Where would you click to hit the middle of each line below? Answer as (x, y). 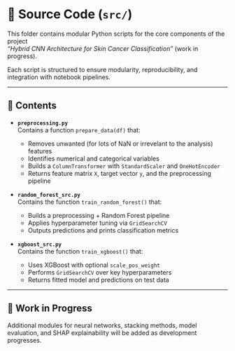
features (40, 151)
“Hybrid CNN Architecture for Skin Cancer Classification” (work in (103, 48)
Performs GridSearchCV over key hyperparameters (100, 272)
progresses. (24, 340)
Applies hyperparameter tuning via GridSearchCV (98, 223)
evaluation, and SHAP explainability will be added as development (102, 333)
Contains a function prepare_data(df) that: (79, 130)
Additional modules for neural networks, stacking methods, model (102, 325)
